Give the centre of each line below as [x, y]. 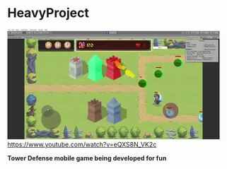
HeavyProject [48, 13]
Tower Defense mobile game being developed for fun [87, 158]
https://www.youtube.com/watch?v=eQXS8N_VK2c [82, 144]
